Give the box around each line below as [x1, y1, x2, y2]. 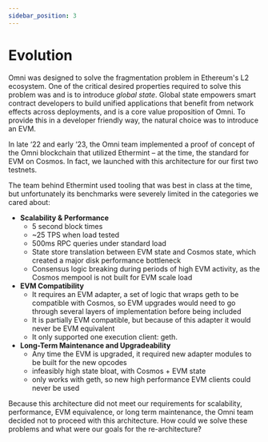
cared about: [8, 197, 50, 207]
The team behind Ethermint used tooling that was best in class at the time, [8, 180, 253, 190]
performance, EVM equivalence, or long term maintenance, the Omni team [8, 407, 254, 416]
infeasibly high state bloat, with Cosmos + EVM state [31, 366, 206, 376]
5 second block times [31, 221, 103, 231]
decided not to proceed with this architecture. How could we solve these [8, 416, 248, 425]
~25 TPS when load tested [31, 230, 120, 239]
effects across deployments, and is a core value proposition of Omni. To [8, 106, 246, 116]
